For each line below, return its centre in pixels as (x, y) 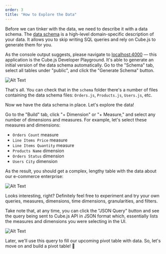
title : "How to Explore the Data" (41, 14)
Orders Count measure (35, 134)
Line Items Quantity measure (43, 145)
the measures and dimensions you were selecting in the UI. (66, 221)
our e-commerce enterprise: (34, 176)
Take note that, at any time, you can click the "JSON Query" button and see (82, 210)
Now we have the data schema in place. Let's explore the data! (70, 104)
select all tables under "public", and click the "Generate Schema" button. (80, 70)
